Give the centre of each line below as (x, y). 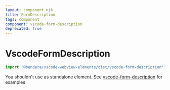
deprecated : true (24, 29)
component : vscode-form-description (44, 24)
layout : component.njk (29, 10)
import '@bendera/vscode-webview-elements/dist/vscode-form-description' (85, 67)
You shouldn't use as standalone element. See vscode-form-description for (84, 77)
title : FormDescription (30, 15)
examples (15, 82)
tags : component (22, 19)
